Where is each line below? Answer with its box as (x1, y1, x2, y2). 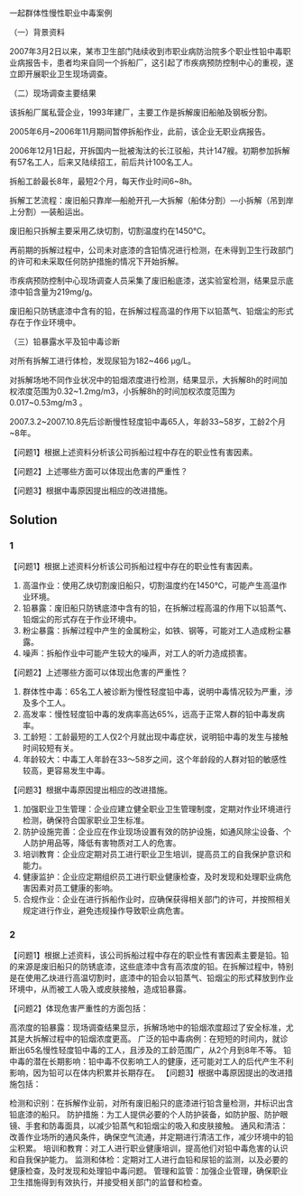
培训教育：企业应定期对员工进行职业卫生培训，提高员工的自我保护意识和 (22, 848, 291, 859)
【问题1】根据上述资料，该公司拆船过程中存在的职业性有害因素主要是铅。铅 (9, 950, 289, 961)
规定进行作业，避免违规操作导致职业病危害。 (22, 905, 189, 916)
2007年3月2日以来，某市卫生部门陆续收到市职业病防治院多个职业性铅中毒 (9, 46, 284, 57)
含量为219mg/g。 (32, 286, 97, 297)
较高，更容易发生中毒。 (22, 765, 110, 776)
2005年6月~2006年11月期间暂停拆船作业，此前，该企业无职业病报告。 (9, 126, 271, 137)
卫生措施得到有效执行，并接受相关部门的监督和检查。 (9, 1177, 207, 1188)
